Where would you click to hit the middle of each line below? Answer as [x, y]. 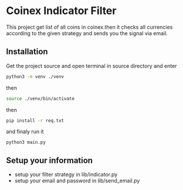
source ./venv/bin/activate [40, 99]
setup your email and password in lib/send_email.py [77, 181]
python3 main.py [26, 142]
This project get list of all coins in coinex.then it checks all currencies [89, 27]
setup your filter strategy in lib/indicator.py [66, 175]
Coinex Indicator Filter [61, 11]
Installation [27, 52]
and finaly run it [25, 132]
